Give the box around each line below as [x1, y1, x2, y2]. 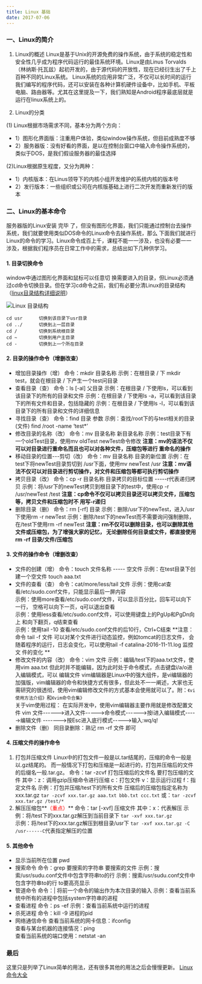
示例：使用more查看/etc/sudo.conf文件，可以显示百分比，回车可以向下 [14, 595, 192, 603]
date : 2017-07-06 [6, 15, 50, 21]
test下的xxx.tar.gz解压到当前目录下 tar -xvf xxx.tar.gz [33, 812, 172, 819]
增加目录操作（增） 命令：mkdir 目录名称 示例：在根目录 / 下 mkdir [14, 369, 181, 376]
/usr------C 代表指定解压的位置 [14, 827, 93, 834]
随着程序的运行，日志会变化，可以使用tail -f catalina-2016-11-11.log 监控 [14, 641, 194, 648]
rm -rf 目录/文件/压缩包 [14, 536, 73, 543]
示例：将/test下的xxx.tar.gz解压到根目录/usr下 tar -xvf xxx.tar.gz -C [14, 819, 191, 827]
